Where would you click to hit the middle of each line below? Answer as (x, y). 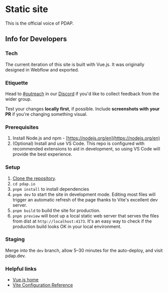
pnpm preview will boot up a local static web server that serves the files (86, 215)
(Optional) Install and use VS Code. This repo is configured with (78, 143)
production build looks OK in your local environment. (67, 226)
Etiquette (17, 83)
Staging (15, 239)
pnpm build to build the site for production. (56, 210)
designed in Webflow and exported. (42, 69)
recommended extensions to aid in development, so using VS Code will (86, 149)
